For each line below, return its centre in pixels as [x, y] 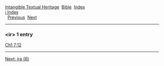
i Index [12, 12]
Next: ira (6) [17, 59]
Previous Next [22, 17]
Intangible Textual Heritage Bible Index [45, 7]
